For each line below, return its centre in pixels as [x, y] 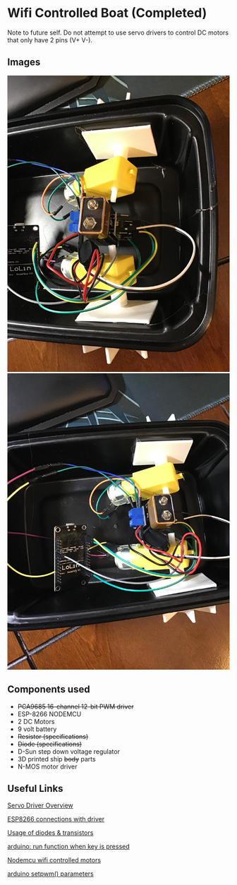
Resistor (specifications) [53, 736]
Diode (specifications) [50, 744]
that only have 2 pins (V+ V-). [50, 40]
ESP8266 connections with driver [56, 819]
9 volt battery [37, 729]
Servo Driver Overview [41, 805]
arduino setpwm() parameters [50, 874]
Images [24, 62]
